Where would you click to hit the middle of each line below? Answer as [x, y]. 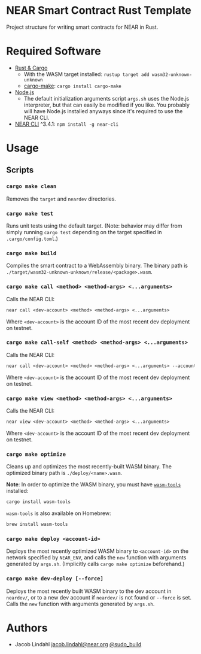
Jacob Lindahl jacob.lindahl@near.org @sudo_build [78, 644]
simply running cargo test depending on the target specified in [84, 232]
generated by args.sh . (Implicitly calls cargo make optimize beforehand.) [95, 564]
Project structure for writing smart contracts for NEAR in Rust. [82, 27]
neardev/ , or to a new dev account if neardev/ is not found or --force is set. [99, 597]
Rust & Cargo [31, 68]
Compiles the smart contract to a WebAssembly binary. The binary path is [97, 266]
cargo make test [30, 214]
